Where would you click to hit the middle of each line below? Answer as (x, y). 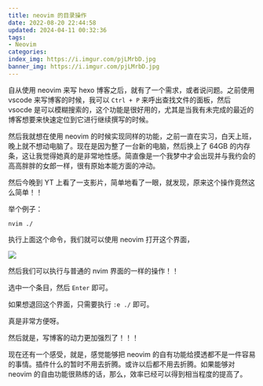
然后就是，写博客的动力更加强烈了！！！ (73, 337)
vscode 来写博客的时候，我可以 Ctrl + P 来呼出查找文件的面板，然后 (120, 100)
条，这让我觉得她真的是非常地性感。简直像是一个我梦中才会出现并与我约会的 (132, 156)
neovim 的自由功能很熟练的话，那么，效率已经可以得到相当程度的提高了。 (128, 373)
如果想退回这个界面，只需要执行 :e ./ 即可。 (81, 304)
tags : (17, 37)
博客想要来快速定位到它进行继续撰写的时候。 (80, 119)
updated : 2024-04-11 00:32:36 (58, 30)
